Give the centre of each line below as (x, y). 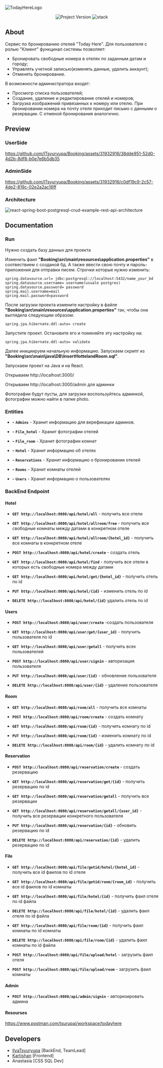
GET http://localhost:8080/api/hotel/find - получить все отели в (80, 562)
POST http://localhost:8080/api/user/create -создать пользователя (82, 623)
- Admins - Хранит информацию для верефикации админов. (73, 422)
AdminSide (18, 171)
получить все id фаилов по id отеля (49, 872)
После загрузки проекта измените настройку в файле (61, 305)
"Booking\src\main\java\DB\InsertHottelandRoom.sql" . (62, 356)
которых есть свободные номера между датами (63, 567)
